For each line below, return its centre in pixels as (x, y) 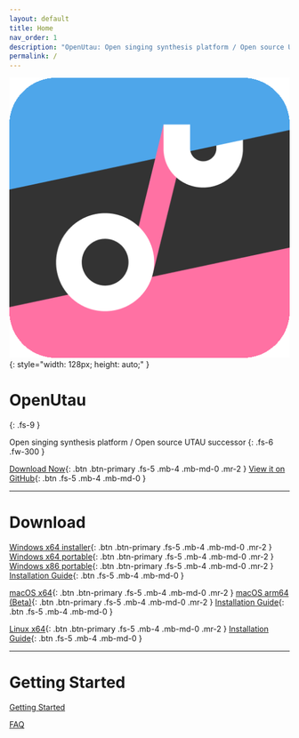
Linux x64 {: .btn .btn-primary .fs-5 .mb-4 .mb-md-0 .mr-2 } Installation (139, 629)
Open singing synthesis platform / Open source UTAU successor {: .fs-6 (141, 442)
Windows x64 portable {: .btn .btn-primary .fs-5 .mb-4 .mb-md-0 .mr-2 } (141, 557)
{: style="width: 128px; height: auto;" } (79, 365)
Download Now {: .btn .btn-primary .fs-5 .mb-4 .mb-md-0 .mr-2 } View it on (147, 469)
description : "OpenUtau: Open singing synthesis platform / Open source (147, 47)
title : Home (31, 28)
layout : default (39, 19)
